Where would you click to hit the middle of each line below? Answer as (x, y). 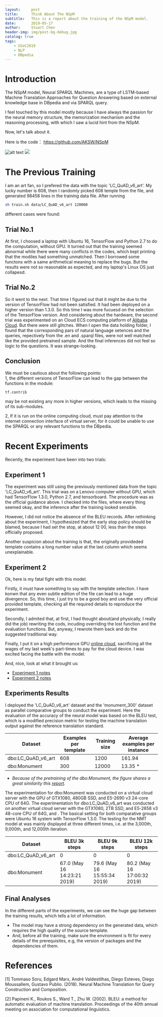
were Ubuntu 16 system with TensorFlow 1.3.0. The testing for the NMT (76, 818)
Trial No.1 (19, 229)
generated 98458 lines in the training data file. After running (65, 196)
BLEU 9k (108, 841)
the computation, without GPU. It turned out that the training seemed (73, 246)
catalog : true (19, 37)
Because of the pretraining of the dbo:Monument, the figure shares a (81, 778)
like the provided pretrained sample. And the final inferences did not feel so (80, 340)
